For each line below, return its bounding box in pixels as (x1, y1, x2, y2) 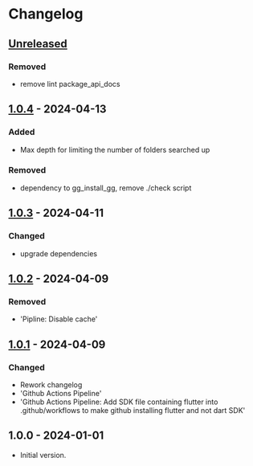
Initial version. (19, 450, 67, 460)
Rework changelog (19, 379, 83, 390)
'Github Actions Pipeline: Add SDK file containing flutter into (19, 397, 218, 407)
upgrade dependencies (19, 248, 98, 258)
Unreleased (8, 37, 68, 51)
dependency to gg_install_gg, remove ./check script (19, 182, 192, 193)
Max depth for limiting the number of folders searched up (19, 145, 210, 154)
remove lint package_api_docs (19, 79, 120, 88)
